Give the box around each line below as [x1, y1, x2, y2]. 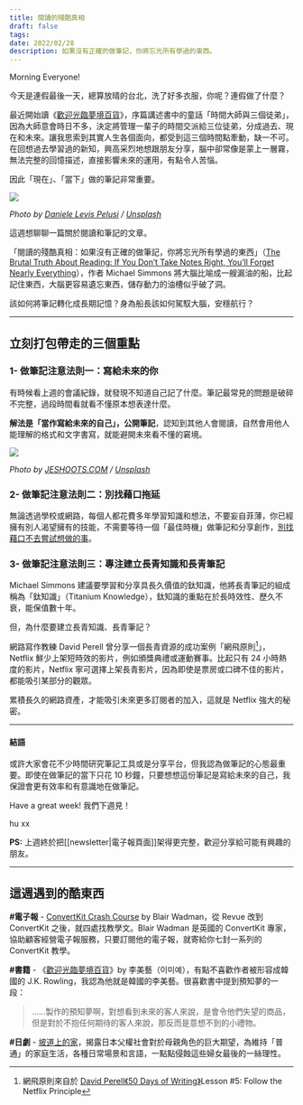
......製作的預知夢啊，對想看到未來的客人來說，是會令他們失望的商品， [31, 1007, 290, 1017]
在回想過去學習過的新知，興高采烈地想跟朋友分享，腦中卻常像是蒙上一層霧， [9, 144, 294, 155]
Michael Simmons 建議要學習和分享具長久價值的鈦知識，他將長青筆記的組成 [9, 580, 291, 591]
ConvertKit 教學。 [9, 945, 76, 956]
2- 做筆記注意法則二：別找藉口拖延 [9, 488, 161, 501]
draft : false [9, 22, 59, 31]
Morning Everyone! [9, 71, 81, 82]
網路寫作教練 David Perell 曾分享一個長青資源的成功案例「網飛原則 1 [9, 640, 259, 652]
